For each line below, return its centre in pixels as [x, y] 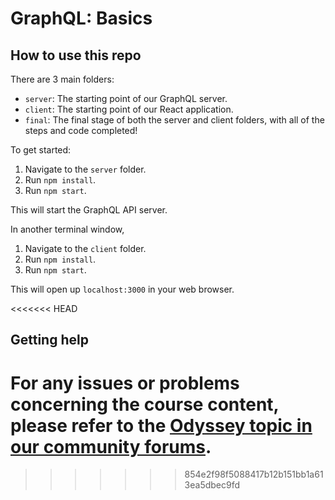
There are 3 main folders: [62, 79]
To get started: [41, 150]
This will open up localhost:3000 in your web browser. [122, 289]
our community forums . [111, 446]
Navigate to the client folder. [85, 248]
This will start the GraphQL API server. [89, 210]
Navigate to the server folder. [85, 169]
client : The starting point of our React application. [129, 109]
